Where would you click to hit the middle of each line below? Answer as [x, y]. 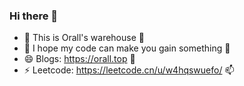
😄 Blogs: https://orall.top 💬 [79, 59]
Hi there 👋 [34, 16]
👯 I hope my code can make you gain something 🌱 [127, 48]
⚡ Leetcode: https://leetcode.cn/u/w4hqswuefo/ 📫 [129, 70]
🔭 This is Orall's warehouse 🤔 [84, 38]
